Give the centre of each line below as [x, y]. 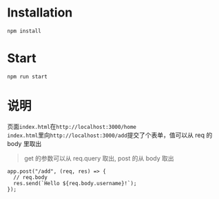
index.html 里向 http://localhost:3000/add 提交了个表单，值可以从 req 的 [110, 135]
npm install [24, 31]
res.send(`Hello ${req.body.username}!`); [75, 183]
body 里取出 [24, 143]
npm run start [28, 76]
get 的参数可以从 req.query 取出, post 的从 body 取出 [99, 158]
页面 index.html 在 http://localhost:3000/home [72, 126]
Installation [40, 13]
